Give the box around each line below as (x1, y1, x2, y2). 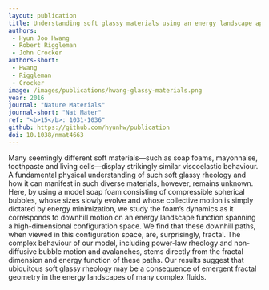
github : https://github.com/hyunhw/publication (8, 123, 171, 131)
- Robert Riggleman (11, 42, 78, 50)
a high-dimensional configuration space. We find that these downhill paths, (8, 221, 256, 231)
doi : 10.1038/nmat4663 (8, 131, 84, 139)
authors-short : (8, 57, 59, 65)
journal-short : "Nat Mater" (8, 109, 102, 117)
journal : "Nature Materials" (8, 101, 106, 109)
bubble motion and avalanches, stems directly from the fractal (38, 246, 244, 256)
